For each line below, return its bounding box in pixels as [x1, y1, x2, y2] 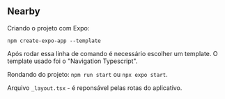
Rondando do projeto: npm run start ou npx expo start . [7, 70, 169, 78]
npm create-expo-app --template [7, 37, 101, 44]
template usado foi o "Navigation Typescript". [7, 57, 138, 65]
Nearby [7, 6, 40, 17]
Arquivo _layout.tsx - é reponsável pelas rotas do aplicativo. [7, 83, 183, 92]
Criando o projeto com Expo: [7, 24, 90, 32]
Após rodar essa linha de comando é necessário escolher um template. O [7, 49, 218, 57]
